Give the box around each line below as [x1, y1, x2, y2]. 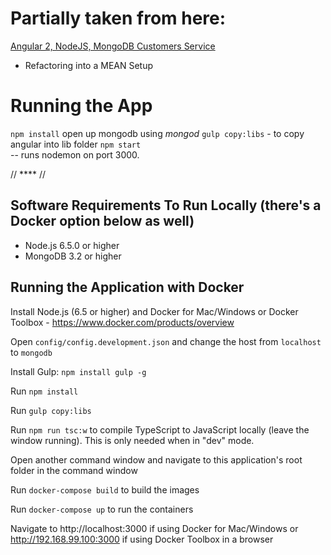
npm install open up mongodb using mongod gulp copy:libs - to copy [10, 127, 305, 139]
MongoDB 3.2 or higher [24, 250, 122, 262]
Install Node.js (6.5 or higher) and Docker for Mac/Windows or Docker [10, 305, 299, 317]
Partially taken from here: [10, 7, 227, 30]
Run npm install [10, 385, 79, 397]
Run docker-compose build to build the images [10, 483, 200, 496]
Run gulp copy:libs [10, 404, 92, 416]
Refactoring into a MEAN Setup [24, 59, 154, 71]
